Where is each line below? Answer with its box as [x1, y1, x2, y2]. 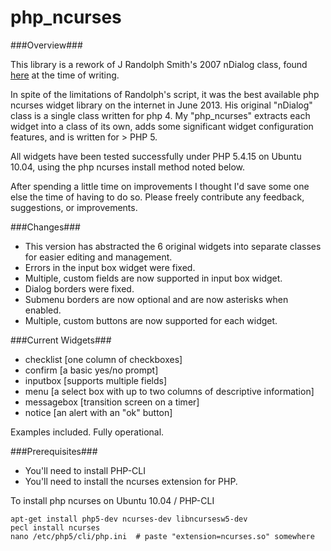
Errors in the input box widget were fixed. [24, 261, 196, 273]
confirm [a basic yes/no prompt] [24, 364, 159, 376]
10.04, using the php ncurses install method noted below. [10, 161, 246, 173]
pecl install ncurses [10, 522, 101, 533]
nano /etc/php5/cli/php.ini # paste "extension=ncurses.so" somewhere [10, 531, 315, 541]
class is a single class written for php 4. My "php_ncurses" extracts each [10, 109, 311, 121]
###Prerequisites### [10, 445, 98, 457]
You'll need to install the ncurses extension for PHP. [24, 475, 238, 487]
